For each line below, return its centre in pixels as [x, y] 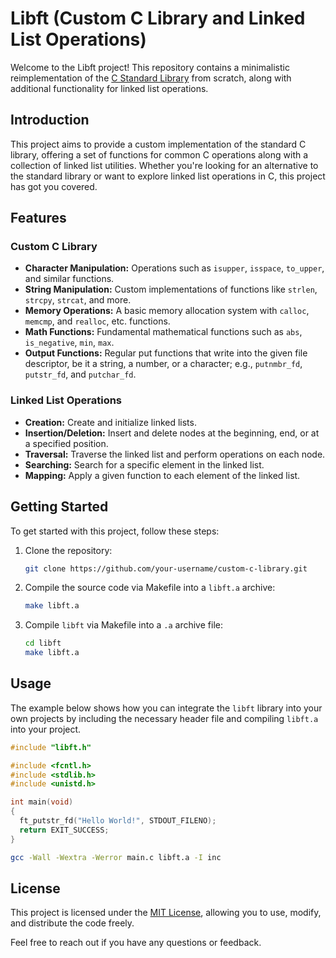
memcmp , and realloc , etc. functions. [97, 321]
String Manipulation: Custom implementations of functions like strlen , [171, 289]
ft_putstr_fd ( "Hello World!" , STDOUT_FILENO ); [118, 821]
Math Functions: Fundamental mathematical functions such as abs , [163, 332]
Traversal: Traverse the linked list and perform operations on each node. [175, 454]
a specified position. [66, 443]
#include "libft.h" [51, 747]
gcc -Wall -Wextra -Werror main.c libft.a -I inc [116, 857]
